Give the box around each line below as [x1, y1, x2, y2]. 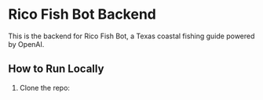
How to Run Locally [8, 62, 104, 76]
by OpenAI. [8, 39, 45, 48]
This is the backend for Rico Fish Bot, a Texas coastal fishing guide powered [8, 31, 255, 41]
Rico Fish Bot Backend [8, 5, 157, 23]
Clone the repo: [19, 83, 71, 92]
